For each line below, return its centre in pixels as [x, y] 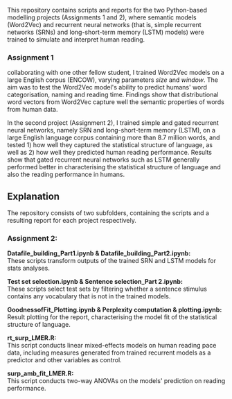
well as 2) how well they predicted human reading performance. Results [110, 153]
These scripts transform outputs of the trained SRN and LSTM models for [112, 261]
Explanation [34, 196]
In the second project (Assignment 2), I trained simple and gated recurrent [113, 123]
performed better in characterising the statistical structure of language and [114, 167]
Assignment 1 [30, 57]
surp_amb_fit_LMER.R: [41, 373]
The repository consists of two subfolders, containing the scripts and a [108, 213]
